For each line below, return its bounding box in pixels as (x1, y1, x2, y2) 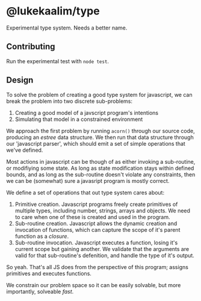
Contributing (6, 42, 55, 52)
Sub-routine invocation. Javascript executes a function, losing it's (14, 239, 178, 246)
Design (6, 75, 34, 85)
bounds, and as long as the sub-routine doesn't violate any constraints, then (6, 170, 196, 178)
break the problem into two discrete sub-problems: (6, 98, 133, 105)
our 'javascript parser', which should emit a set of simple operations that (6, 140, 185, 147)
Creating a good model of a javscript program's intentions (14, 109, 158, 116)
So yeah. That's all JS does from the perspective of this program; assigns (6, 263, 188, 270)
